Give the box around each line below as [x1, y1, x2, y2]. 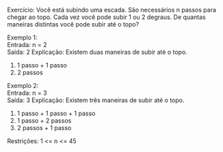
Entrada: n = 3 [7, 89, 47, 97]
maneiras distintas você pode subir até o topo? [7, 20, 140, 28]
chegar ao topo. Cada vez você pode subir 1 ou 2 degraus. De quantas [7, 13, 207, 21]
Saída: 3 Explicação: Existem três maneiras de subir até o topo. [7, 96, 185, 104]
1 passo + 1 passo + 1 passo [16, 109, 96, 117]
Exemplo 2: [7, 82, 39, 89]
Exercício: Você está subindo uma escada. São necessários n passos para [7, 6, 217, 14]
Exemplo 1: [7, 33, 38, 42]
